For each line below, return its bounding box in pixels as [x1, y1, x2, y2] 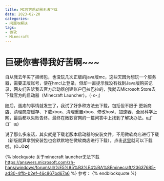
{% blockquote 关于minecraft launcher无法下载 [5, 154, 100, 160]
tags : [5, 25, 16, 30]
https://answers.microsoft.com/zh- [5, 159, 76, 165]
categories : [5, 16, 29, 21]
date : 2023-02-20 [5, 12, 41, 17]
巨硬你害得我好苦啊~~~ [5, 57, 100, 68]
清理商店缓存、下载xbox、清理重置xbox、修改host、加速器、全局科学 [13, 108, 153, 115]
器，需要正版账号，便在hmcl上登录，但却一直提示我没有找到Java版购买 [5, 80, 149, 86]
